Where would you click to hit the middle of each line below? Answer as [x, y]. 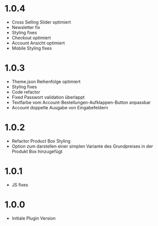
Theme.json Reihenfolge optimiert [46, 81]
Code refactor [26, 92]
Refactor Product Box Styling [41, 141]
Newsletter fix [26, 27]
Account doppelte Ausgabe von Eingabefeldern [60, 107]
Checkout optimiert [31, 38]
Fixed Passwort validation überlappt [48, 97]
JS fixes [20, 185]
